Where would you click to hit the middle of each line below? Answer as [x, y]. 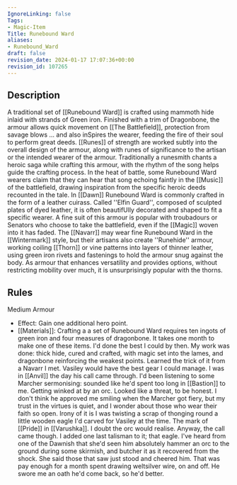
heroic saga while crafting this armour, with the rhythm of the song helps [113, 165]
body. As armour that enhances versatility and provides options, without [112, 263]
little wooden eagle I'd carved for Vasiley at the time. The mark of [113, 421]
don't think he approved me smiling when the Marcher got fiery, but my [121, 399]
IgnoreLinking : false [39, 14]
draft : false [27, 54]
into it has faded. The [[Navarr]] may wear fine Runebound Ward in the [110, 233]
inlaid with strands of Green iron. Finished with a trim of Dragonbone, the [114, 120]
